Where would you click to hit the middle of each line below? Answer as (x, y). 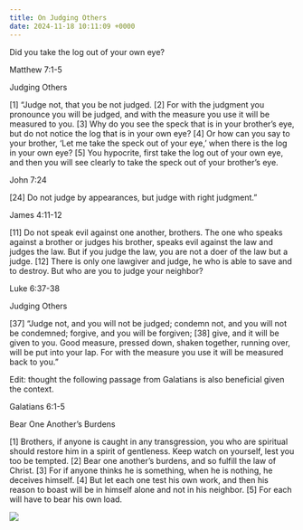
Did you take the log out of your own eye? (87, 52)
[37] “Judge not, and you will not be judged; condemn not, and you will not (148, 323)
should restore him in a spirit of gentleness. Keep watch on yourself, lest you (152, 451)
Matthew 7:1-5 (36, 70)
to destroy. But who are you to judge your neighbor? (106, 270)
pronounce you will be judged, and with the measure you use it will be (139, 114)
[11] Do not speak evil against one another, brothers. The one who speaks (146, 232)
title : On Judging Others (58, 18)
